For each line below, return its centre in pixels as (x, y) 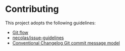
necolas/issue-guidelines (38, 38)
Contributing (32, 9)
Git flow (20, 32)
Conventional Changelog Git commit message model (66, 43)
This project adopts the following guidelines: (50, 23)
